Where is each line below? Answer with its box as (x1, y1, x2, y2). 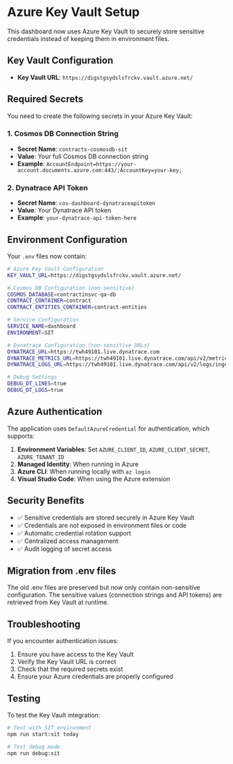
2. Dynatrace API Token (7, 183, 88, 192)
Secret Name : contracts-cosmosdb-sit (17, 144, 128, 153)
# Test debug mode (7, 743, 60, 750)
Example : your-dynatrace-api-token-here (17, 213, 137, 222)
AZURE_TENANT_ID (17, 454, 64, 460)
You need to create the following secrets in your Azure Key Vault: (7, 112, 193, 120)
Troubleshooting (7, 618, 81, 630)
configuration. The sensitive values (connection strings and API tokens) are (7, 591, 222, 599)
